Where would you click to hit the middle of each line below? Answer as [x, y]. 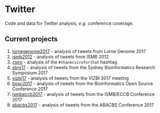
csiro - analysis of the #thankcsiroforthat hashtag [64, 62]
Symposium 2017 [30, 73]
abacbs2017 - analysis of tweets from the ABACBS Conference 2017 [83, 105]
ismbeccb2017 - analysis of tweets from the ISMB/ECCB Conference [83, 94]
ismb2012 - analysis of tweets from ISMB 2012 [60, 56]
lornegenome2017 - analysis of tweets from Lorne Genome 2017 [79, 51]
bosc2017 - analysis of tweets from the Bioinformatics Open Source [83, 83]
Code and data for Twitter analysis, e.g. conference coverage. [69, 23]
